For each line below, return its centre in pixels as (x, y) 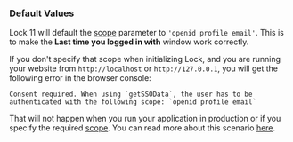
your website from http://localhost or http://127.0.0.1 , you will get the (144, 68)
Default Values (42, 13)
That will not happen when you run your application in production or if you (145, 119)
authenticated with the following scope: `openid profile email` (133, 102)
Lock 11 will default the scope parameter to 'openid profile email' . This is (147, 33)
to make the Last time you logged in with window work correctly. (129, 42)
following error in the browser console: (80, 78)
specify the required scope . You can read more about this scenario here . (142, 128)
